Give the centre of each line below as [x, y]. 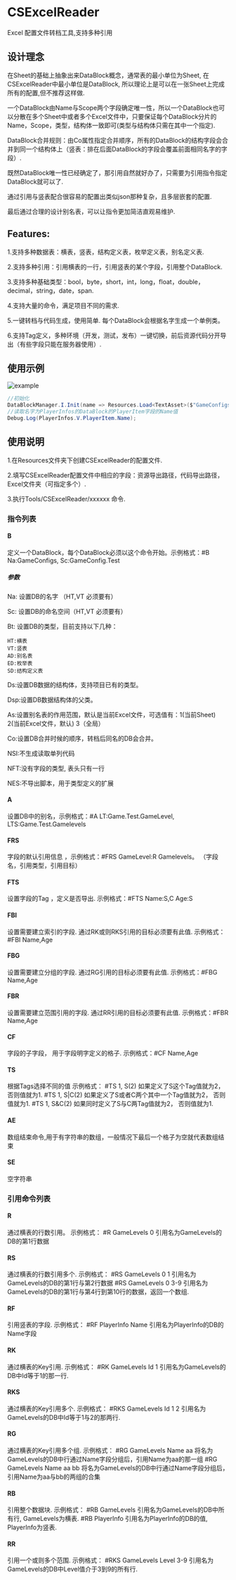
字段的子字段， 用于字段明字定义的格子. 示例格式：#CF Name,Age [103, 1053]
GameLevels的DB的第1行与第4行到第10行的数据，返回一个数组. [98, 1292]
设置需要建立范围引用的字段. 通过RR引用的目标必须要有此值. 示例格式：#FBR [118, 1013]
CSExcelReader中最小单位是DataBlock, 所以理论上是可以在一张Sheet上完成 [116, 84]
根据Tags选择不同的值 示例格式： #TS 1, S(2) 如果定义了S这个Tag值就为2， [116, 1086]
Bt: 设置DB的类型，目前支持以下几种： [63, 626]
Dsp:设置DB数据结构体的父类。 [52, 700]
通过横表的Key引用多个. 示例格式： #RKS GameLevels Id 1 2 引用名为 [106, 1408]
